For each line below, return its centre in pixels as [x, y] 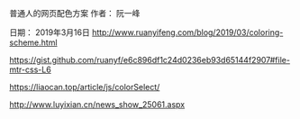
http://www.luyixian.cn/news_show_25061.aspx [97, 105]
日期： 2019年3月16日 [50, 32]
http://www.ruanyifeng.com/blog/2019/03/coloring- [187, 32]
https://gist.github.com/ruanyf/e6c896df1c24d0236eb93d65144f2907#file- [150, 60]
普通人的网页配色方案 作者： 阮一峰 [75, 13]
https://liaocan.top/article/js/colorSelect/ [85, 87]
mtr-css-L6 [30, 69]
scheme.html [33, 42]
